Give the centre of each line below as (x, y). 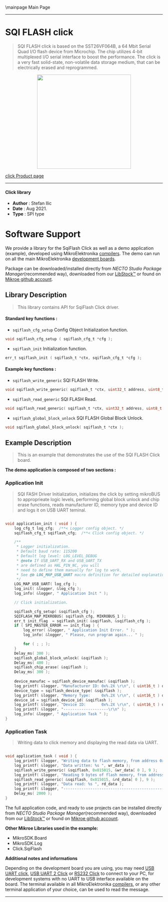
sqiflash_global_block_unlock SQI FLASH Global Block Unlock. (78, 418)
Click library (18, 192)
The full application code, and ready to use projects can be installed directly (83, 808)
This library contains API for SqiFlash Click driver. (68, 307)
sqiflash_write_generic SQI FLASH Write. (56, 380)
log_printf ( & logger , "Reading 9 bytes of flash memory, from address (89, 775)
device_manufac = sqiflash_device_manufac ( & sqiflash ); (75, 681)
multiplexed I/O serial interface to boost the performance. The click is (89, 57)
